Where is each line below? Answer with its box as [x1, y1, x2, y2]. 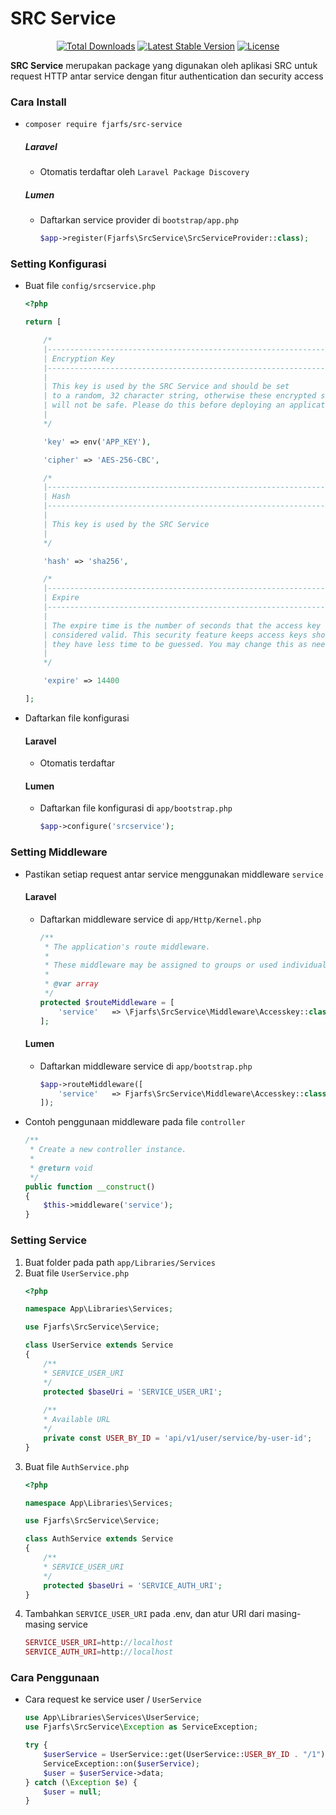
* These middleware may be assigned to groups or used [44, 960, 278, 971]
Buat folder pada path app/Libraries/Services [24, 1256, 216, 1268]
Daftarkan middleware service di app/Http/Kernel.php [39, 913, 262, 925]
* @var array [44, 979, 99, 989]
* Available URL [43, 1415, 111, 1425]
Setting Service [10, 1233, 88, 1247]
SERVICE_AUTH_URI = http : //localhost [24, 1647, 174, 1657]
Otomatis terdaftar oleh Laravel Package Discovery [39, 166, 250, 178]
